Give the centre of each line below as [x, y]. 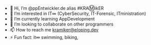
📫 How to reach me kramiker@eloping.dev [54, 30]
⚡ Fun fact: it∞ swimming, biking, [44, 37]
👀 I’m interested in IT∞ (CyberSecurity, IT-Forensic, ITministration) [78, 13]
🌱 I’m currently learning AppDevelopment [52, 19]
